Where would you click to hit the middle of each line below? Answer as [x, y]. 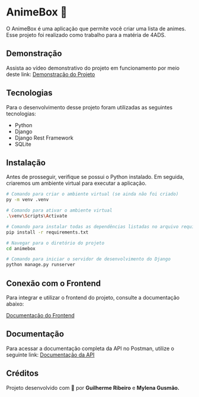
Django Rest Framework [44, 138]
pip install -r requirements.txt [47, 232]
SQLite [23, 144]
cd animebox [21, 248]
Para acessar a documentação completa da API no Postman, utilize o [90, 348]
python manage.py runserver [41, 265]
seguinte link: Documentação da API [50, 355]
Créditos [23, 374]
